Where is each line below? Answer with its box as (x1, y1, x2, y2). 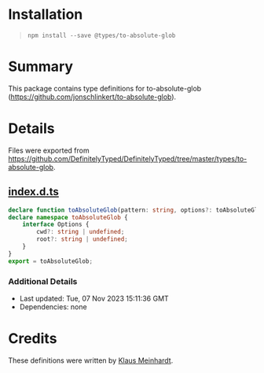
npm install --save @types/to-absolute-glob (27, 31, 176, 39)
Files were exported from (8, 146, 90, 155)
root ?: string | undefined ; (36, 235, 128, 243)
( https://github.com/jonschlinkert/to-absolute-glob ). (8, 92, 177, 102)
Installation (8, 6, 83, 24)
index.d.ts (8, 185, 59, 198)
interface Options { (22, 220, 90, 229)
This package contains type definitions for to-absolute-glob (8, 83, 202, 93)
